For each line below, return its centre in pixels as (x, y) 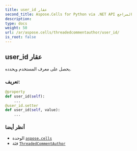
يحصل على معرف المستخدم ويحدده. (38, 69)
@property (15, 91)
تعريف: (13, 82)
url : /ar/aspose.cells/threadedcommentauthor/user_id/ (62, 32)
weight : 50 (16, 28)
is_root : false (21, 37)
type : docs (16, 23)
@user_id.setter (22, 106)
